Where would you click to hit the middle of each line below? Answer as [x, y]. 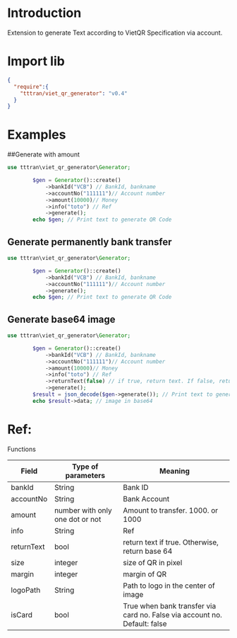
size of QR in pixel [153, 562]
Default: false [145, 623]
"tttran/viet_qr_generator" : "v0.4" [74, 93]
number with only [83, 510]
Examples [37, 135]
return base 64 [148, 551]
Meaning [175, 471]
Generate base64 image [61, 319]
